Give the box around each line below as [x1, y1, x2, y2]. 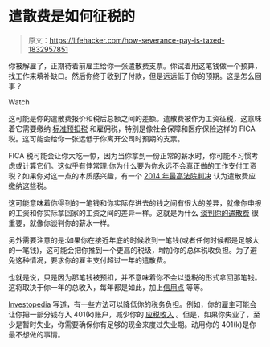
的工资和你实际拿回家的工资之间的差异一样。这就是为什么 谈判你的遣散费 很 [8, 208, 259, 218]
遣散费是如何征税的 [8, 7, 136, 26]
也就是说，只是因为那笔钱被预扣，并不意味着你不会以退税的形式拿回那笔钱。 [8, 272, 262, 282]
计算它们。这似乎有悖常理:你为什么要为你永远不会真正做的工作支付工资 [22, 161, 257, 170]
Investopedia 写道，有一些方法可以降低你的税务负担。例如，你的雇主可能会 [8, 299, 257, 309]
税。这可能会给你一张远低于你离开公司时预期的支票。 [8, 133, 185, 143]
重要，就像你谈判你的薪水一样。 [8, 218, 114, 227]
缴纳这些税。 [8, 181, 51, 190]
